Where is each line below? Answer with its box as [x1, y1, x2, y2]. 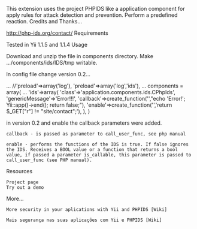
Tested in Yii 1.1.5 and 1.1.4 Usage [6, 41, 88, 48]
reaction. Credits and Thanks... [6, 18, 83, 25]
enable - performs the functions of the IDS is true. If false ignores [6, 141, 189, 147]
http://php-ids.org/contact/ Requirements [6, 29, 109, 37]
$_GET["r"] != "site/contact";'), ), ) [6, 108, 90, 115]
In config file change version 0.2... [6, 71, 91, 77]
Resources [6, 168, 33, 174]
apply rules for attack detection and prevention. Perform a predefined [6, 11, 178, 19]
